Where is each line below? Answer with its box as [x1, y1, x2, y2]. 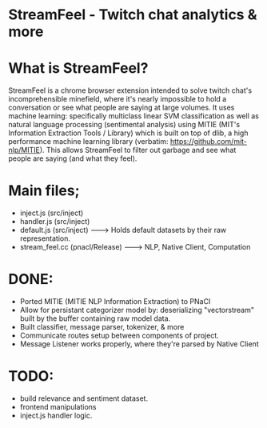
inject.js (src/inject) [19, 208, 84, 218]
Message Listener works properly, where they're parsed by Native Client [19, 339, 259, 349]
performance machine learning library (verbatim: [8, 137, 169, 146]
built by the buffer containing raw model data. [19, 314, 171, 323]
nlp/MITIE [8, 146, 40, 155]
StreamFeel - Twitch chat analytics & [8, 6, 257, 24]
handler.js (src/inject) [19, 217, 90, 226]
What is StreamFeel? [8, 59, 149, 78]
